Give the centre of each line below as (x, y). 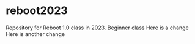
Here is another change (35, 34)
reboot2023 (37, 11)
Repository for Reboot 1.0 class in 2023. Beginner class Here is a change (97, 28)
